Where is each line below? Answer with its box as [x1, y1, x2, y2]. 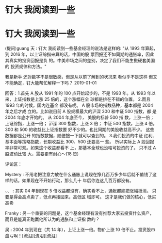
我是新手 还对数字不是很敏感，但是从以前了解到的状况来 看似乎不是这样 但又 [5, 74, 158, 80]
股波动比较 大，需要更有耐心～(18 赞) [5, 151, 79, 157]
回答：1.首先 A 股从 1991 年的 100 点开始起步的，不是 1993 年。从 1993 [5, 90, 146, 96]
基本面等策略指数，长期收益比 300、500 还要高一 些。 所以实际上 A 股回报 [5, 139, 154, 145]
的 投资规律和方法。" [5, 64, 47, 69]
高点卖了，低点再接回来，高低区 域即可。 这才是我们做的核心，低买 [21, 194, 156, 200]
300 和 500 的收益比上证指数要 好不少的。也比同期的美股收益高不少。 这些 [5, 127, 154, 132]
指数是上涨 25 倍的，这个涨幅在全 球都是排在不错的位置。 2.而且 [21, 97, 151, 102]
